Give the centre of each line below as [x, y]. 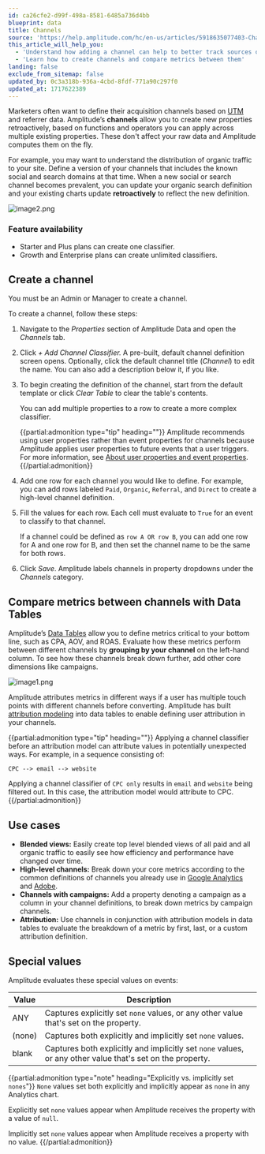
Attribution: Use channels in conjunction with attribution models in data [136, 920]
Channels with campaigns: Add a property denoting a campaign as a [133, 894]
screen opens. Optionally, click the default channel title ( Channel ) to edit [137, 361]
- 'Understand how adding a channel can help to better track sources [134, 52]
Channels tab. [42, 338]
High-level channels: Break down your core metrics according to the [132, 869]
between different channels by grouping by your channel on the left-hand [129, 650]
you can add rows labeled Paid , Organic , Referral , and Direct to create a [138, 489]
